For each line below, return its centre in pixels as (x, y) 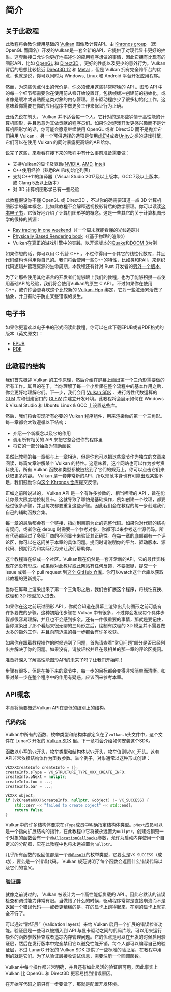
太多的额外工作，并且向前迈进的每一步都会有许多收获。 (63, 632)
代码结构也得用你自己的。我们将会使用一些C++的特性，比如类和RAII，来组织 (85, 260)
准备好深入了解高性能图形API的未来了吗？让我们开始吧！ (65, 660)
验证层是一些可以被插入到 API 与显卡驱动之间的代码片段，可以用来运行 (88, 930)
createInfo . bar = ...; (29, 787)
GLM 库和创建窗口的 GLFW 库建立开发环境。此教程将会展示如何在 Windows (85, 398)
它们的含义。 (23, 868)
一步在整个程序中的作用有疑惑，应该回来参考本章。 (72, 677)
